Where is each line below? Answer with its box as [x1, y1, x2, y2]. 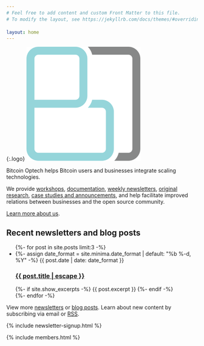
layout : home [6, 29, 39, 35]
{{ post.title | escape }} [15, 271, 85, 280]
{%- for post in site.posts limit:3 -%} [15, 244, 106, 251]
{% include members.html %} [6, 334, 80, 341]
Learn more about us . [6, 210, 60, 217]
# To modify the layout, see [6, 16, 80, 22]
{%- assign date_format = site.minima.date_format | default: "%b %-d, [15, 250, 191, 258]
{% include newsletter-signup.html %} [6, 322, 102, 330]
